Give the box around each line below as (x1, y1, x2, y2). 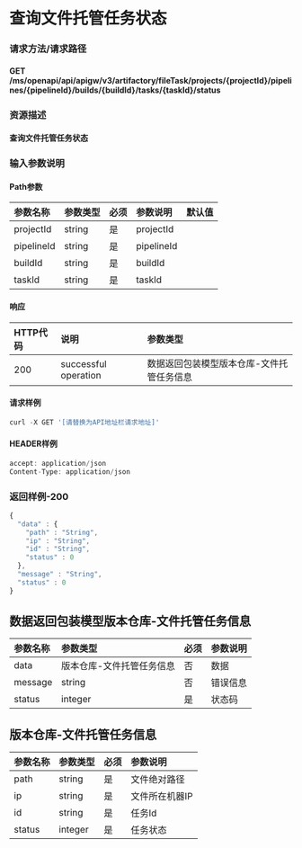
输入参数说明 (9, 157, 66, 170)
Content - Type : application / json (9, 467, 130, 477)
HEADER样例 (9, 438, 58, 450)
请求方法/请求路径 (9, 42, 87, 55)
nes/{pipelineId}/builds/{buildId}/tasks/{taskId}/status (9, 85, 221, 95)
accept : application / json (9, 459, 106, 468)
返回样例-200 (9, 490, 69, 503)
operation (60, 369, 102, 381)
